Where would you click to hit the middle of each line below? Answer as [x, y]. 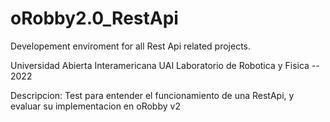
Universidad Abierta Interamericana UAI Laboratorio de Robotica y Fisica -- [165, 65]
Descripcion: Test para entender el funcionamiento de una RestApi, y [152, 95]
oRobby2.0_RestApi [94, 18]
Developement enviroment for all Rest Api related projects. [130, 46]
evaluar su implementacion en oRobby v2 [95, 106]
